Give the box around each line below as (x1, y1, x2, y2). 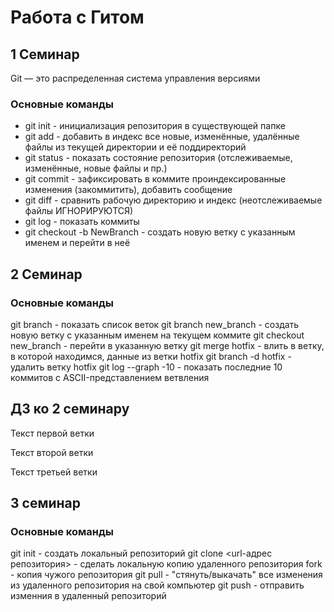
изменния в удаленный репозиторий (10, 590, 167, 602)
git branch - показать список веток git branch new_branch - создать (10, 318, 300, 330)
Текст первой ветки (10, 427, 95, 439)
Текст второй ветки (10, 446, 94, 458)
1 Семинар (10, 46, 80, 63)
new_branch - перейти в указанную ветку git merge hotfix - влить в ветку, (10, 339, 325, 351)
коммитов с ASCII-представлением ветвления (10, 371, 210, 383)
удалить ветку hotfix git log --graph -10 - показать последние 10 (10, 361, 283, 373)
